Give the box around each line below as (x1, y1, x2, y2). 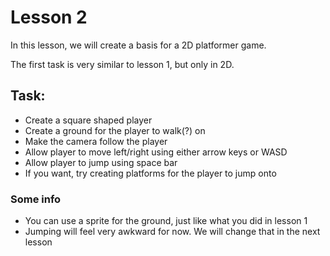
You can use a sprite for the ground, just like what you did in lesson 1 (24, 215, 308, 227)
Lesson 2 (10, 6, 88, 29)
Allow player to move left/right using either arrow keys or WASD (24, 146, 288, 158)
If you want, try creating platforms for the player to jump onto (24, 167, 277, 179)
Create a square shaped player (24, 114, 153, 126)
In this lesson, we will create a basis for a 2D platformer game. (10, 39, 267, 51)
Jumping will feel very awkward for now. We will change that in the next (24, 226, 321, 238)
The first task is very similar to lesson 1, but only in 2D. (10, 58, 235, 70)
